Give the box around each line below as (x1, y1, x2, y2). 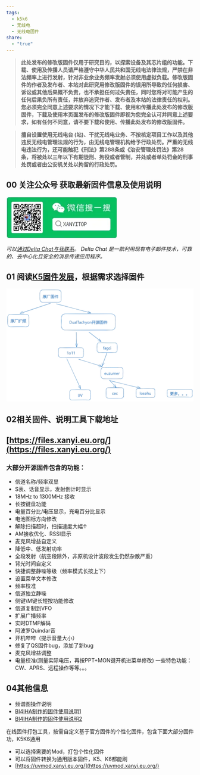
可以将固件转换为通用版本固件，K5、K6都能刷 (14, 755, 128, 762)
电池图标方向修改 (14, 515, 57, 522)
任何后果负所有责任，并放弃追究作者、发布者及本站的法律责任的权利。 (20, 96, 193, 103)
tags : (6, 10, 20, 15)
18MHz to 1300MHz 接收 (14, 493, 76, 500)
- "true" (11, 41, 33, 47)
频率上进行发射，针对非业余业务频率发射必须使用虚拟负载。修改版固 (26, 74, 193, 80)
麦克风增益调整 (14, 649, 52, 656)
